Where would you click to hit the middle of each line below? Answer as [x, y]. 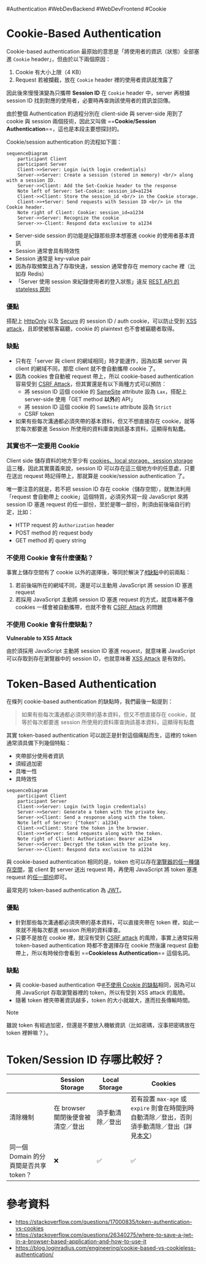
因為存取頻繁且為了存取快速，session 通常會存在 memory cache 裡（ [102, 266]
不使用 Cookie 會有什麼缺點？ [50, 625]
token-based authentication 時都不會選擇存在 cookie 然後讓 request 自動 [107, 945]
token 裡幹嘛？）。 [29, 1033]
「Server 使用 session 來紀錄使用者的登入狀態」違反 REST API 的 [97, 281]
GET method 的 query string [51, 540]
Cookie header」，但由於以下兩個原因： [62, 59]
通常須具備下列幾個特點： [39, 743]
